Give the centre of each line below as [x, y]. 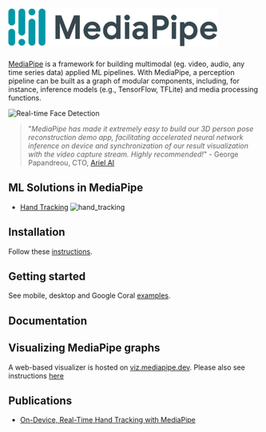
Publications [40, 400]
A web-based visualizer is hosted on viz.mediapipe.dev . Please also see [127, 367]
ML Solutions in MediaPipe [76, 188]
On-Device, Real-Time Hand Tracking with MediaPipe [107, 420]
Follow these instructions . [51, 252]
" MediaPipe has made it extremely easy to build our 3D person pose [141, 129]
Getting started [47, 276]
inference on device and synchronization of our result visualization [138, 145]
